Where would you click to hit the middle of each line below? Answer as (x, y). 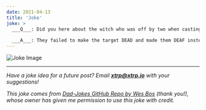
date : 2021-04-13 (29, 12)
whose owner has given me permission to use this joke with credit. (90, 100)
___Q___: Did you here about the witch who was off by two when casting (107, 29)
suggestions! (23, 82)
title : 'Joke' (25, 18)
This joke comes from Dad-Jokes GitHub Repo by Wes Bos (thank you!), (97, 94)
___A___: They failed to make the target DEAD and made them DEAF (98, 40)
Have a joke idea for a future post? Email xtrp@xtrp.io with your (88, 75)
